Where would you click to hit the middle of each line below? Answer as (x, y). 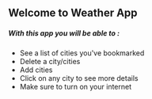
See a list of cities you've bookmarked (82, 53)
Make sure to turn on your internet (76, 87)
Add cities (36, 70)
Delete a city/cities (50, 62)
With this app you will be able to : (64, 33)
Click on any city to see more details (79, 78)
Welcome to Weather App (73, 13)
